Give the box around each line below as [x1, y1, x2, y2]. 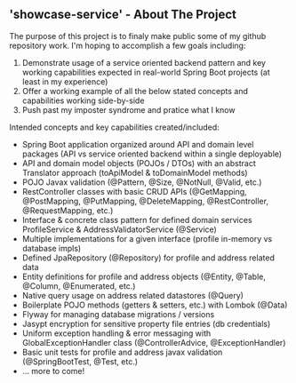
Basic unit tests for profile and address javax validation [21, 347, 223, 357]
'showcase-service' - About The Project [9, 7, 237, 22]
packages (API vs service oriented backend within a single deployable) [21, 148, 283, 159]
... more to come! [21, 365, 85, 376]
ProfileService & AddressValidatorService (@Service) [21, 224, 218, 235]
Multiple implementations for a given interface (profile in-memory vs [21, 233, 273, 243]
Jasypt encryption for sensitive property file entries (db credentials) [21, 318, 271, 329]
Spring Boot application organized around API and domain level [21, 139, 254, 149]
